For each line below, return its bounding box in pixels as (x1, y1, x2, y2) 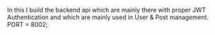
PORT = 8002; (7, 21, 48, 28)
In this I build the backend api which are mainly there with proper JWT (7, 6, 206, 14)
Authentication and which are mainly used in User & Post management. (7, 13, 209, 21)
